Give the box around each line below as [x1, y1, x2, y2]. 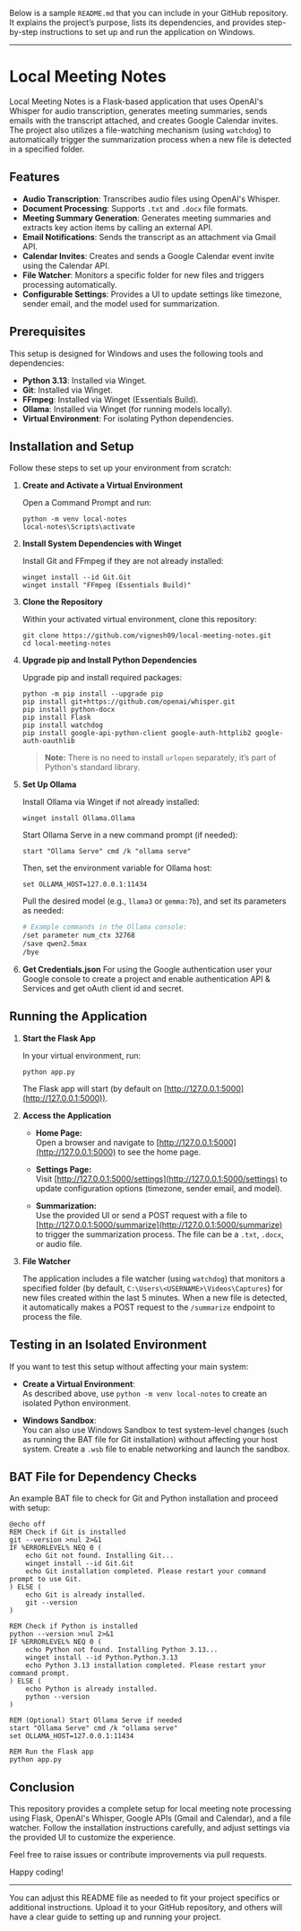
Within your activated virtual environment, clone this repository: [21, 614, 257, 625]
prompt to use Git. [9, 1575, 82, 1584]
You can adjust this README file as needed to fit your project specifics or [9, 1892, 280, 1903]
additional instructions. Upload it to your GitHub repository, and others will [9, 1902, 283, 1913]
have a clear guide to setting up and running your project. [9, 1911, 222, 1922]
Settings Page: [35, 1164, 92, 1174]
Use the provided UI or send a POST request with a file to [35, 1209, 248, 1220]
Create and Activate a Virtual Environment [21, 480, 184, 491]
